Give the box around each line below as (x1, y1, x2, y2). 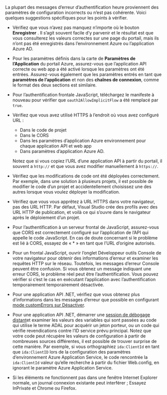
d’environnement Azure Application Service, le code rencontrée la (12, 354, 148, 360)
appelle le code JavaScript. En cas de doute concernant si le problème (12, 235, 158, 240)
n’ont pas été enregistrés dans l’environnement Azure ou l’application (12, 40, 155, 46)
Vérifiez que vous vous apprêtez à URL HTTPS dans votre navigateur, (12, 198, 156, 204)
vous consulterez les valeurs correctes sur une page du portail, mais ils (12, 35, 159, 41)
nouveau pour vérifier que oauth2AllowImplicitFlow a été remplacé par (12, 97, 159, 103)
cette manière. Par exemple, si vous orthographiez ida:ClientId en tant (12, 343, 160, 349)
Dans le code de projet (19, 127, 67, 133)
